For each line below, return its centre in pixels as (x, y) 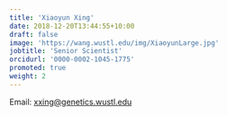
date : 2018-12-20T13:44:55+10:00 (72, 26)
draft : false (34, 34)
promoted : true (38, 68)
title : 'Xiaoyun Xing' (52, 18)
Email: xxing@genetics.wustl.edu (71, 102)
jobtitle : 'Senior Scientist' (66, 51)
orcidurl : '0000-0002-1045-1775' (72, 59)
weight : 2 (28, 76)
